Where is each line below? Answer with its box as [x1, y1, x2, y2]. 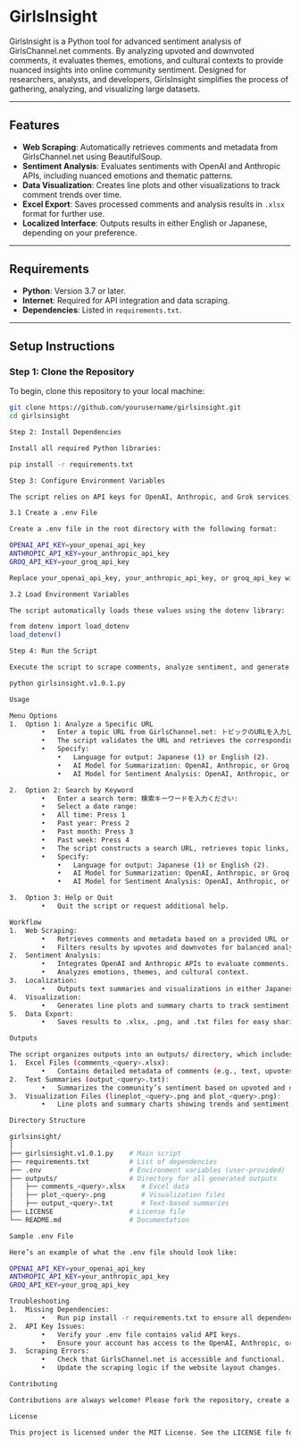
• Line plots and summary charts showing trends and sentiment [41, 1099, 290, 1109]
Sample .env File [9, 1231, 74, 1241]
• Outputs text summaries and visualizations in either [41, 984, 262, 993]
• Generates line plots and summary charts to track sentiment [41, 1001, 290, 1010]
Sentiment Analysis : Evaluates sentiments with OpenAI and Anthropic [21, 160, 281, 171]
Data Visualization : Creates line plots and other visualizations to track [21, 179, 280, 190]
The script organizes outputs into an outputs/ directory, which [9, 1050, 257, 1059]
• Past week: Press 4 [41, 835, 129, 844]
